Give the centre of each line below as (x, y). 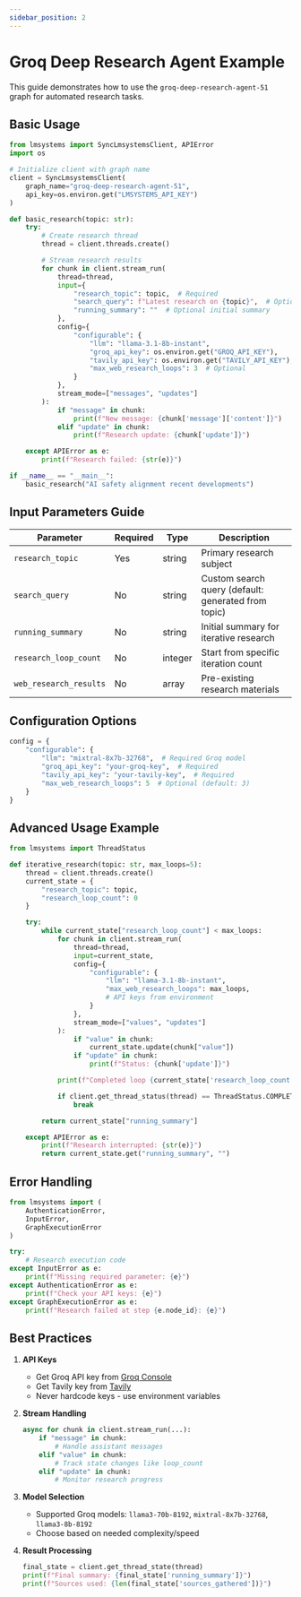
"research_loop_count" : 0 (90, 898)
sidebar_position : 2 (48, 17)
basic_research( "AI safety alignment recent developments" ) (140, 484)
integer (177, 658)
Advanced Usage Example (84, 828)
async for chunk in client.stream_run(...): (107, 1430)
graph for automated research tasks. (77, 96)
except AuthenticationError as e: (74, 1285)
